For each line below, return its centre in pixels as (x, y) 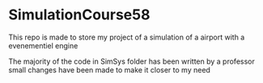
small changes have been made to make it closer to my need (109, 69)
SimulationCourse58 (79, 15)
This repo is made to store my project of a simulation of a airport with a (127, 37)
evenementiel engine (43, 45)
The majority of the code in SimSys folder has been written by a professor (131, 61)
